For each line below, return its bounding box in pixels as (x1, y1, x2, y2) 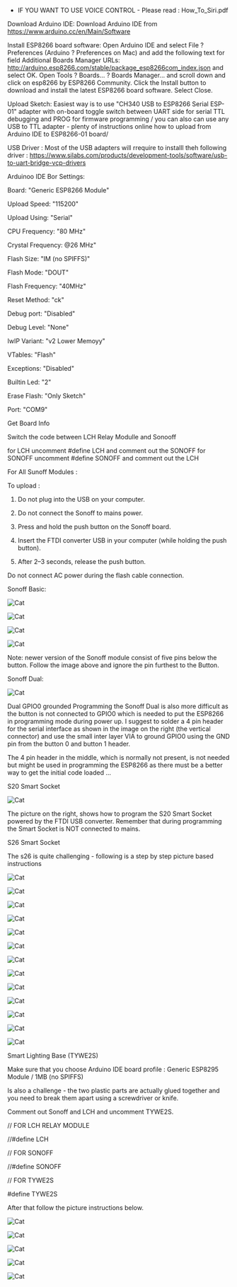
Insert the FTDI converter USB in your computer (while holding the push (17, 536, 227, 544)
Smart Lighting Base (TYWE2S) (7, 1051, 99, 1060)
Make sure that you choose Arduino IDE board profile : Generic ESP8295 (7, 1065, 219, 1073)
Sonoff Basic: (7, 585, 47, 593)
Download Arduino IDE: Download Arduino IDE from (7, 20, 158, 28)
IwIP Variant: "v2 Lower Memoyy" (7, 337, 106, 345)
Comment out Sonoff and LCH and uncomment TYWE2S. (7, 1107, 174, 1116)
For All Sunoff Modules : (7, 468, 78, 476)
